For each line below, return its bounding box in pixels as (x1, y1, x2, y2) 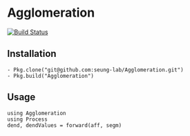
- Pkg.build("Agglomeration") (7, 72, 95, 79)
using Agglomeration (7, 110, 67, 117)
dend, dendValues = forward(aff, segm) (7, 121, 122, 129)
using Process (7, 116, 48, 123)
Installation (7, 48, 57, 60)
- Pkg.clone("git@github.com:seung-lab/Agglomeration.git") (7, 66, 184, 74)
